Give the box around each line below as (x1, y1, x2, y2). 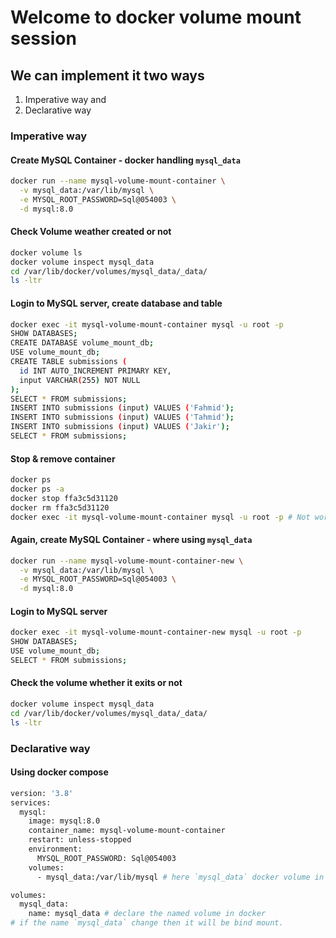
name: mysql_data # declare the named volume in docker (28, 909, 267, 919)
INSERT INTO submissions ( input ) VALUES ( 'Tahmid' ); (10, 412, 235, 423)
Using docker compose (10, 766, 109, 778)
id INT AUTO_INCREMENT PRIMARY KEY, (19, 366, 172, 376)
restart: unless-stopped (28, 835, 132, 845)
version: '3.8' (10, 788, 74, 798)
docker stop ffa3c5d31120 (10, 493, 118, 503)
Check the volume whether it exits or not (10, 677, 183, 689)
